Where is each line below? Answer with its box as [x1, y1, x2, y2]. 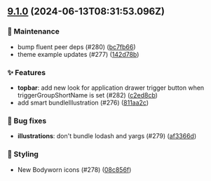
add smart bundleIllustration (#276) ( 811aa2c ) [17, 98, 149, 107]
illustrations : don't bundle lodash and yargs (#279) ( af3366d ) [17, 132, 197, 140]
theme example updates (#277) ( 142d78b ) [17, 50, 139, 58]
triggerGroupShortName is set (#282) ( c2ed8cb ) [17, 90, 158, 99]
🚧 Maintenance [7, 27, 60, 36]
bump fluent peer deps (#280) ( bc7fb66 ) [17, 42, 136, 51]
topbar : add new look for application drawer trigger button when [17, 83, 205, 92]
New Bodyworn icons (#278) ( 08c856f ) [17, 165, 132, 174]
